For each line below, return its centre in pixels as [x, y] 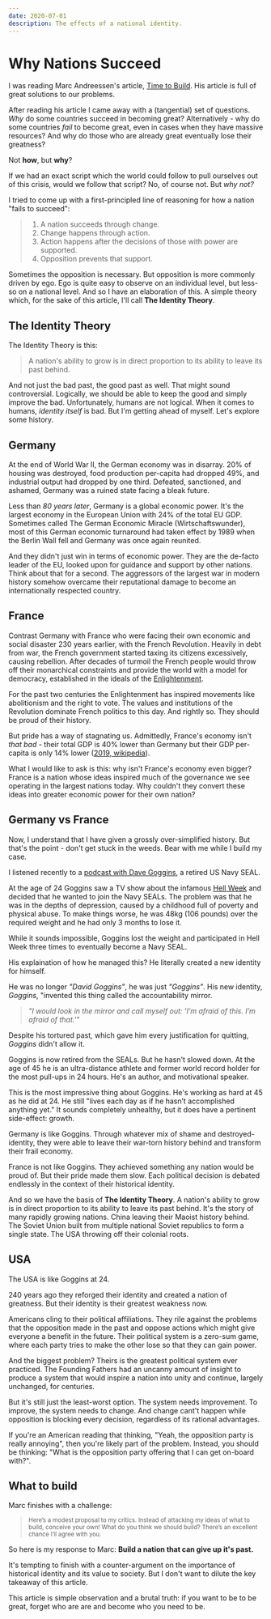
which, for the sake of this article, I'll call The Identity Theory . [112, 300]
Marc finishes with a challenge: [60, 1506]
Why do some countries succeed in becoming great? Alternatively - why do [134, 119]
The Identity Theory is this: [53, 346]
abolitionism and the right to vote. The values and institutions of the [121, 703]
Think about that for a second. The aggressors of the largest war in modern [134, 574]
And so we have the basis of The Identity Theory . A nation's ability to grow [134, 1200]
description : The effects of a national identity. [95, 23]
